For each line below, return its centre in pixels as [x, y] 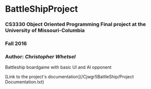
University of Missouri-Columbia [45, 30]
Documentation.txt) [25, 82]
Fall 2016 [16, 44]
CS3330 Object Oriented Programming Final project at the [75, 24]
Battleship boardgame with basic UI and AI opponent [58, 67]
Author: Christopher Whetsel [40, 56]
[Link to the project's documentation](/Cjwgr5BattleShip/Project [69, 77]
